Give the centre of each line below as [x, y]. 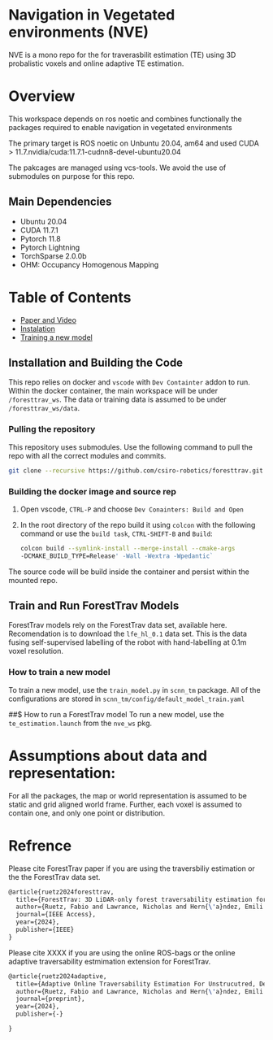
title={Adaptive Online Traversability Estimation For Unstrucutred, [136, 984]
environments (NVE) [78, 32]
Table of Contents [70, 297]
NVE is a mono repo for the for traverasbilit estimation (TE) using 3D [122, 54]
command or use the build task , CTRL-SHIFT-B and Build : [116, 533]
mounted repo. [33, 580]
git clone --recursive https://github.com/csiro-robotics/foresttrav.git [136, 470]
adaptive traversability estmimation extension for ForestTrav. [110, 961]
